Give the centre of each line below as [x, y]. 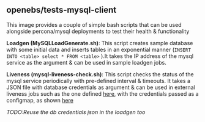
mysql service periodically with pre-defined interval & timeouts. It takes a [99, 81]
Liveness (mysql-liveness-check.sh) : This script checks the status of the [100, 74]
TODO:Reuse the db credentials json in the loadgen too [76, 112]
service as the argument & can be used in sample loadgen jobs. [86, 62]
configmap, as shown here [40, 100]
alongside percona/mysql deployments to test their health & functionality [98, 31]
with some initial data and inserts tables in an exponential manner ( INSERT [99, 49]
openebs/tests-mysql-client [61, 10]
